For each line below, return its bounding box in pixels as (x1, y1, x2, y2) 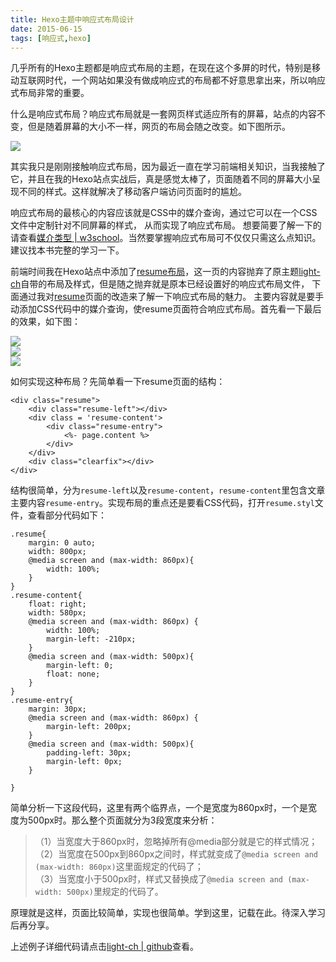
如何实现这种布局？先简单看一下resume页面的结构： (10, 376, 226, 388)
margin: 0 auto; (28, 538, 97, 548)
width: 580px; (28, 608, 87, 618)
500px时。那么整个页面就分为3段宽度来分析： (27, 814, 218, 826)
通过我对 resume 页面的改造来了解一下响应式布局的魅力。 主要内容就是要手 (18, 291, 325, 303)
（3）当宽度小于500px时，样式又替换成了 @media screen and (34, 873, 284, 885)
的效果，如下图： (10, 316, 81, 328)
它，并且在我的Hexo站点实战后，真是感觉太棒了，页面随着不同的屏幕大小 (10, 173, 312, 185)
